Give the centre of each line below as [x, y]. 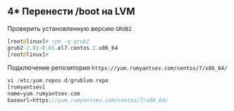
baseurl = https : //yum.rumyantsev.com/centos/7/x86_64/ [88, 100]
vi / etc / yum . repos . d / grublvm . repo [58, 81]
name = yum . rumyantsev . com [44, 94]
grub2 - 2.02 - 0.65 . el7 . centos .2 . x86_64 [63, 48]
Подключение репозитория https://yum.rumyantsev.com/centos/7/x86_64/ [117, 68]
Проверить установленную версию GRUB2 [69, 28]
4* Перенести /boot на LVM [71, 12]
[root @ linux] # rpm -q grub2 [49, 41]
